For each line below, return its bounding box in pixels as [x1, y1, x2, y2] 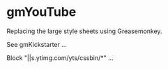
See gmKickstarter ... [6, 40, 68, 48]
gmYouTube [6, 4, 77, 20]
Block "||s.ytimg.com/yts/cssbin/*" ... [6, 53, 114, 62]
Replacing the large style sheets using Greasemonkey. [6, 27, 162, 35]
